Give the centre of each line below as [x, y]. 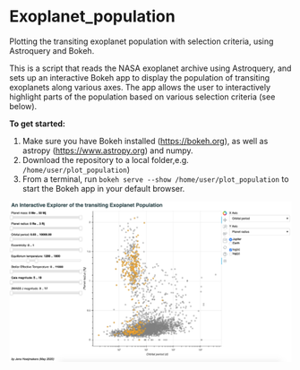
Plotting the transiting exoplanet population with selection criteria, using [141, 41]
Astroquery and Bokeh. [52, 50]
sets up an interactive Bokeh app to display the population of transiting [140, 77]
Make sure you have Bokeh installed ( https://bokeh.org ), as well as [145, 141]
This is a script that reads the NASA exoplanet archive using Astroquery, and [150, 68]
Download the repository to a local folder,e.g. [106, 159]
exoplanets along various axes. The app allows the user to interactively [140, 87]
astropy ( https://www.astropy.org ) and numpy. [108, 151]
